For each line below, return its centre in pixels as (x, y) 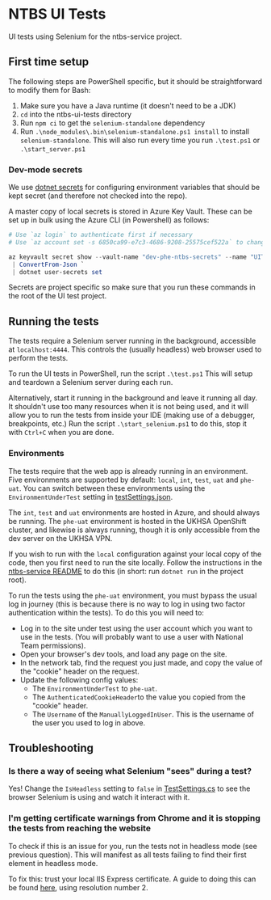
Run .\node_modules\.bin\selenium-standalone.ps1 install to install (135, 131)
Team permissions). (53, 645)
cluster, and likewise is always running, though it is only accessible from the (134, 530)
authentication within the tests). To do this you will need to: (106, 612)
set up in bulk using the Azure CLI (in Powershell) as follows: (109, 220)
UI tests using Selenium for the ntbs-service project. (95, 36)
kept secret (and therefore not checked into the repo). (98, 196)
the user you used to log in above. (89, 723)
